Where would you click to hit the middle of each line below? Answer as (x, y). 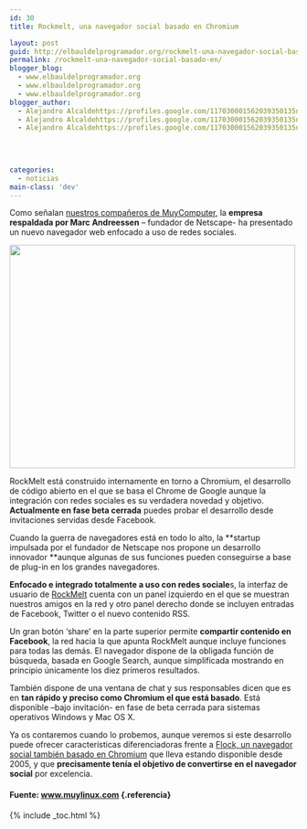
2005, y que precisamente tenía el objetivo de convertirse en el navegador (153, 764)
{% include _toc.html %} (55, 815)
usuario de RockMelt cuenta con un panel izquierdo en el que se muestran (149, 594)
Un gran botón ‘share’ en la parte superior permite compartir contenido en (151, 632)
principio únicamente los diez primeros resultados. (105, 670)
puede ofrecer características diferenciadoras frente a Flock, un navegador (151, 745)
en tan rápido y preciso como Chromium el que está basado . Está (135, 698)
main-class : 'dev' (44, 187)
